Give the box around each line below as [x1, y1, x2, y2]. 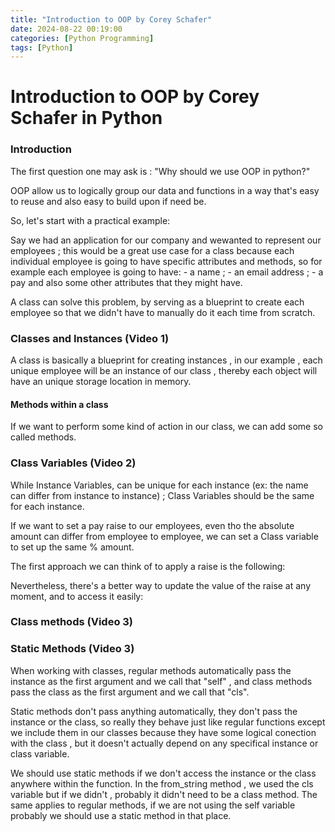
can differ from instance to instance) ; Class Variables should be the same [10, 489, 315, 501]
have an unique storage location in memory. [10, 376, 192, 388]
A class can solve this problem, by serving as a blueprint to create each [10, 296, 305, 308]
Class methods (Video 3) [10, 615, 134, 629]
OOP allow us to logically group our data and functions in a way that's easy [10, 184, 320, 196]
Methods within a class [10, 398, 109, 410]
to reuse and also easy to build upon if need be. [10, 195, 207, 207]
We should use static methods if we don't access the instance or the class [10, 767, 317, 779]
